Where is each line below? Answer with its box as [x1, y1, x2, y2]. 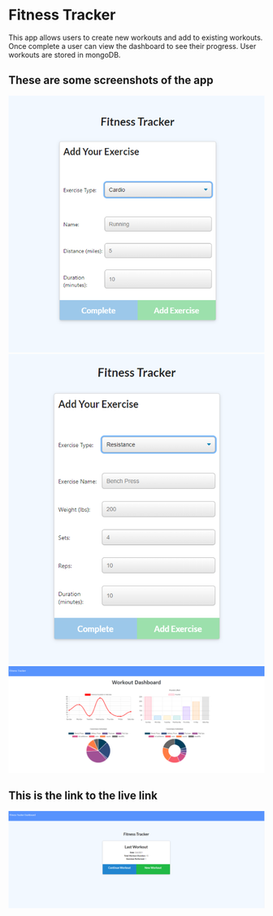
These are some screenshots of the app [8, 73, 214, 87]
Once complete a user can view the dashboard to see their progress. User [8, 41, 257, 50]
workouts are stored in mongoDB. [8, 50, 121, 59]
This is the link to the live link [8, 789, 158, 803]
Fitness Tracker [8, 6, 116, 24]
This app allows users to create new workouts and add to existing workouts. [8, 33, 263, 42]
